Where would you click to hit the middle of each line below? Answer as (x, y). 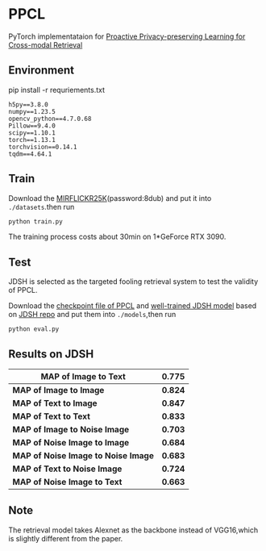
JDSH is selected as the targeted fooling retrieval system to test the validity (133, 282)
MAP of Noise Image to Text (67, 482)
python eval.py (34, 329)
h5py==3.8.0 (28, 104)
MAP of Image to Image (58, 390)
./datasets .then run (42, 207)
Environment (42, 71)
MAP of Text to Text (52, 416)
